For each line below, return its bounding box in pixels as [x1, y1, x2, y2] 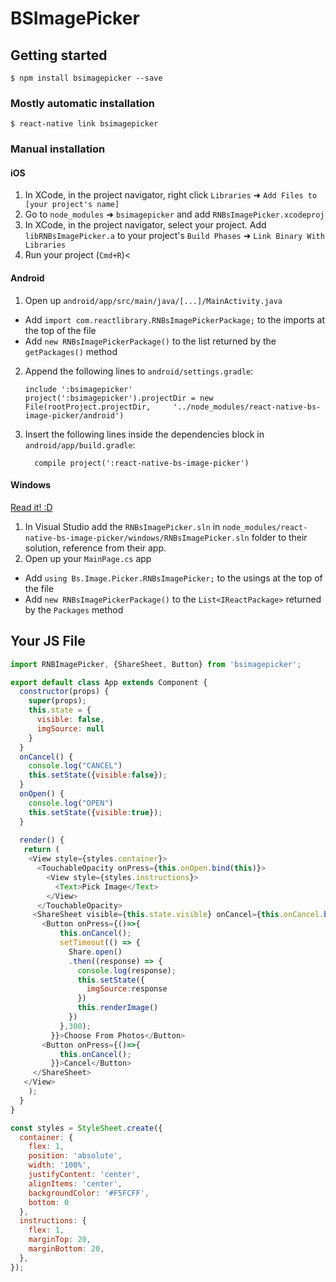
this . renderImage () [77, 1003, 159, 1013]
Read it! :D [10, 501, 53, 513]
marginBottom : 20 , [28, 1244, 105, 1254]
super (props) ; [28, 696, 87, 706]
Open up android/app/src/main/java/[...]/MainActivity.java [24, 294, 283, 306]
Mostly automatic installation [10, 96, 156, 110]
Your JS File [10, 633, 86, 650]
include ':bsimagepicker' [24, 384, 133, 394]
